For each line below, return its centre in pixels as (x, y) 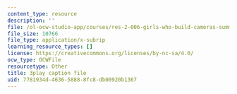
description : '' (31, 20)
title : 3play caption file (47, 73)
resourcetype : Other (38, 66)
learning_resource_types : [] (50, 47)
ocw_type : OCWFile (34, 60)
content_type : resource (42, 14)
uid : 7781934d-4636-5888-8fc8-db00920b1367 (72, 80)
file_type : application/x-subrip (56, 40)
